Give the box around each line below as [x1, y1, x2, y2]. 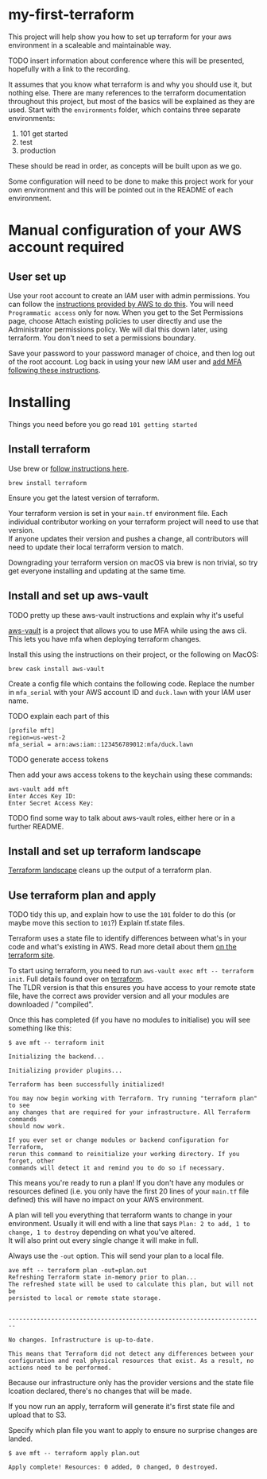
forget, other [8, 1157, 56, 1166]
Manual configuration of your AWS [8, 221, 242, 239]
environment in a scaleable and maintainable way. [8, 40, 172, 49]
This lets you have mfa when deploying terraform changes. [8, 634, 201, 643]
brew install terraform [8, 479, 87, 487]
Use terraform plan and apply [8, 888, 157, 902]
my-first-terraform [8, 6, 135, 24]
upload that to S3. [8, 1410, 67, 1420]
